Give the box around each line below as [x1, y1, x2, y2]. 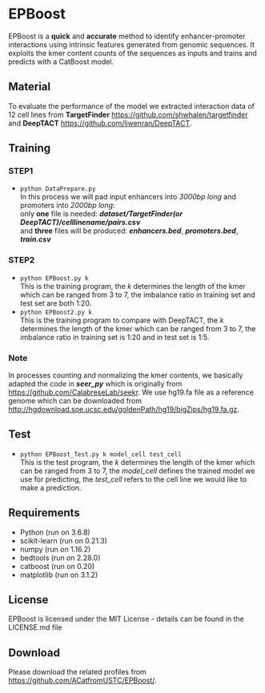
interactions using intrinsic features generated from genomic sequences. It [8, 39, 255, 49]
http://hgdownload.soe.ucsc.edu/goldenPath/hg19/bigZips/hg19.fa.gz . [8, 405, 240, 415]
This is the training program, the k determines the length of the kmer [19, 281, 246, 290]
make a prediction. [19, 483, 82, 492]
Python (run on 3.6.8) [19, 527, 90, 537]
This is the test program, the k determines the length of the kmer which [19, 457, 255, 467]
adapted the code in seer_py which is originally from [8, 379, 183, 389]
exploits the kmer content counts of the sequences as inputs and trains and [8, 48, 258, 58]
